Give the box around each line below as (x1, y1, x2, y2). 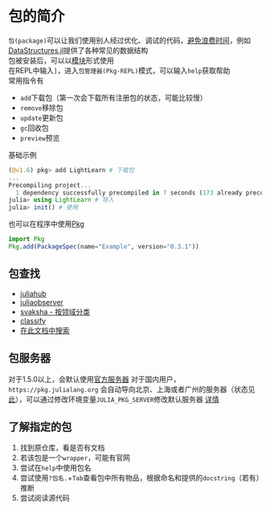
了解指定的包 (8, 420, 72, 434)
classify (19, 315, 47, 326)
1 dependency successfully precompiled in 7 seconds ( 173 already (15, 188, 243, 197)
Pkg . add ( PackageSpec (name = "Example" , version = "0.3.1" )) (8, 243, 199, 251)
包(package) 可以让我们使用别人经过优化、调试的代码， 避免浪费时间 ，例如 (8, 35, 252, 45)
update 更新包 (19, 113, 63, 122)
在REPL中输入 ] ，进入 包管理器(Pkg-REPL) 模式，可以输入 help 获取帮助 (8, 65, 231, 75)
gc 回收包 (19, 122, 50, 133)
